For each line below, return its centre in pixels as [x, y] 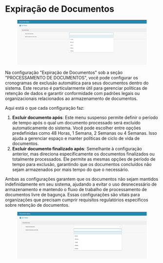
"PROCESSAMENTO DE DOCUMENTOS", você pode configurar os [71, 78]
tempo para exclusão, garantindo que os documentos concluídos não [82, 165]
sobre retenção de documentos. [37, 205]
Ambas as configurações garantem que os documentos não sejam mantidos [82, 179]
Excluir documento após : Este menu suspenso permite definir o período [85, 118]
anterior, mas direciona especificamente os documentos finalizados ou [83, 154]
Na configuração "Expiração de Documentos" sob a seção [64, 72]
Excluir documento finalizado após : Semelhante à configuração [77, 149]
